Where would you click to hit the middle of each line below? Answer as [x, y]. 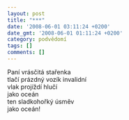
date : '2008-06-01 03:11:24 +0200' [59, 26]
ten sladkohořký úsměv [41, 101]
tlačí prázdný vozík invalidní [47, 79]
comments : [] [26, 53]
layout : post [26, 14]
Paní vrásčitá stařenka [39, 72]
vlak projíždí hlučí [32, 87]
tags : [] [20, 46]
